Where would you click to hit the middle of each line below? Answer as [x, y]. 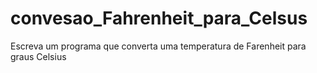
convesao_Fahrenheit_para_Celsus [159, 18]
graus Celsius [38, 56]
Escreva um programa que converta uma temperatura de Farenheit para [158, 46]
